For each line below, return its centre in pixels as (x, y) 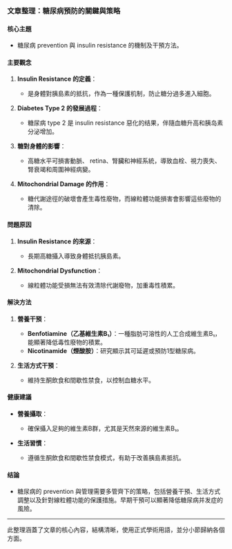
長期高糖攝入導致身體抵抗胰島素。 (76, 256)
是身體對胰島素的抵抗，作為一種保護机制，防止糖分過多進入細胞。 (121, 94)
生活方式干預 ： (38, 365)
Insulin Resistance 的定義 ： (57, 79)
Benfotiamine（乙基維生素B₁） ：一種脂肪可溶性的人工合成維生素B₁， (124, 333)
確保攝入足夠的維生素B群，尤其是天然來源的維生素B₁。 (105, 428)
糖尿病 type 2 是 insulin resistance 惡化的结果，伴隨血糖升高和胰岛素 (125, 123)
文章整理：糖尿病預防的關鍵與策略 (64, 10)
